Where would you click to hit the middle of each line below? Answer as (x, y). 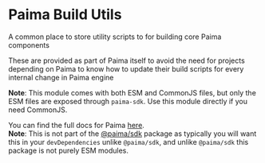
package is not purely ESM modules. (69, 150)
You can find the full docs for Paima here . (77, 125)
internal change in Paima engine (61, 77)
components (29, 45)
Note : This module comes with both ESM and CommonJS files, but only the (132, 92)
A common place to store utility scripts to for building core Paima (115, 37)
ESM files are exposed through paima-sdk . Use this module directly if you (128, 101)
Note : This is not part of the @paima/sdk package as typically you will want (132, 134)
